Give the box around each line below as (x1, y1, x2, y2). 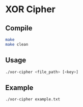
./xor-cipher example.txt (5, 97, 60, 102)
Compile (5, 24, 33, 32)
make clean (5, 42, 29, 47)
